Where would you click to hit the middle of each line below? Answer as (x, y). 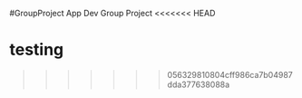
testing (37, 50)
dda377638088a (199, 84)
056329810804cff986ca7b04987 (230, 74)
